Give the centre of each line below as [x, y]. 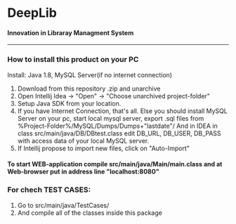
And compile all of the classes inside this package [90, 213]
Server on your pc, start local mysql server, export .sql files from [111, 118]
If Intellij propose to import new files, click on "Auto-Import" [103, 148]
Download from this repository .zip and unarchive [89, 88]
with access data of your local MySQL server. [83, 140]
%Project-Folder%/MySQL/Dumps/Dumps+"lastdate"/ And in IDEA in [117, 126]
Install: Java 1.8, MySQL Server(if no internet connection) [90, 74]
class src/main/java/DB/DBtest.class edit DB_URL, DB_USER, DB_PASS [119, 133]
